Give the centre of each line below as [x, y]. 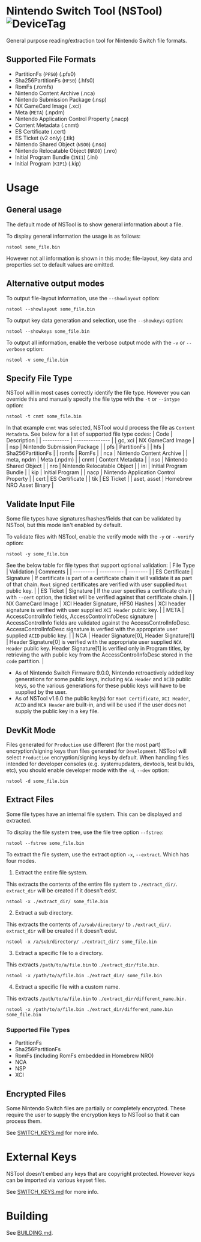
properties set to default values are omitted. [61, 264]
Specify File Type [39, 378]
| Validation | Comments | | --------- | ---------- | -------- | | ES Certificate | [100, 572]
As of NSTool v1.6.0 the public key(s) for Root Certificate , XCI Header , [103, 699]
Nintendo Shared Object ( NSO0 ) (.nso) [61, 144]
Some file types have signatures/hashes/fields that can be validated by [94, 519]
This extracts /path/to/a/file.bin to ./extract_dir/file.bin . [83, 965]
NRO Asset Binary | [30, 485]
